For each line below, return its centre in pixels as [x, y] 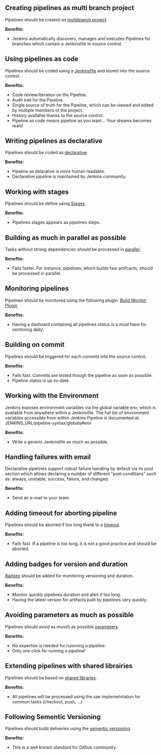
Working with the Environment [52, 396]
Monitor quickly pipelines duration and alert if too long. [66, 594]
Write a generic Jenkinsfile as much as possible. [60, 442]
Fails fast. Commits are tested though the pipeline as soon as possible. [82, 375]
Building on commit [35, 345]
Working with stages [37, 192]
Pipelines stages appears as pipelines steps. [56, 223]
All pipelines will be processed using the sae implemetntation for [76, 696]
